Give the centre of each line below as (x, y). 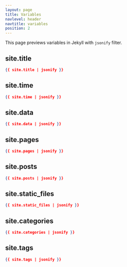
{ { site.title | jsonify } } (34, 70)
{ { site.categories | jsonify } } (40, 232)
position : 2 (17, 28)
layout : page (19, 10)
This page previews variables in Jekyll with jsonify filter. (64, 42)
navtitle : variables (27, 24)
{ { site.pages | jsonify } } (34, 151)
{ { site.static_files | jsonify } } (42, 205)
